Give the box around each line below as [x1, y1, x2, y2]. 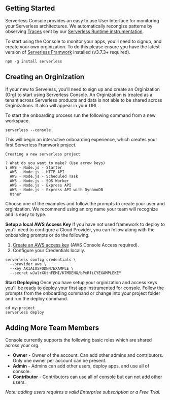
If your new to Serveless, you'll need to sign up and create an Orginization [5, 86, 160, 92]
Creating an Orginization [5, 73, 85, 81]
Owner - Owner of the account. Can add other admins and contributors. [12, 352, 163, 358]
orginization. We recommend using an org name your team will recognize [5, 206, 158, 212]
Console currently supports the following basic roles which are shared [5, 337, 152, 343]
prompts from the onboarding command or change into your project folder [5, 290, 161, 296]
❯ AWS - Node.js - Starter [5, 165, 62, 170]
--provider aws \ [10, 261, 47, 266]
